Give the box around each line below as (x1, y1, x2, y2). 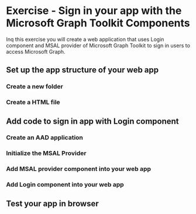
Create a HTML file (6, 98, 60, 106)
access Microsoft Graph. (6, 48, 66, 55)
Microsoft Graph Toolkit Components (6, 16, 190, 30)
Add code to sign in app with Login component (6, 116, 180, 126)
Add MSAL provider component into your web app (6, 165, 151, 173)
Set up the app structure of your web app (6, 65, 159, 75)
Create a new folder (6, 83, 63, 91)
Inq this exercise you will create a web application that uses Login (6, 36, 164, 43)
